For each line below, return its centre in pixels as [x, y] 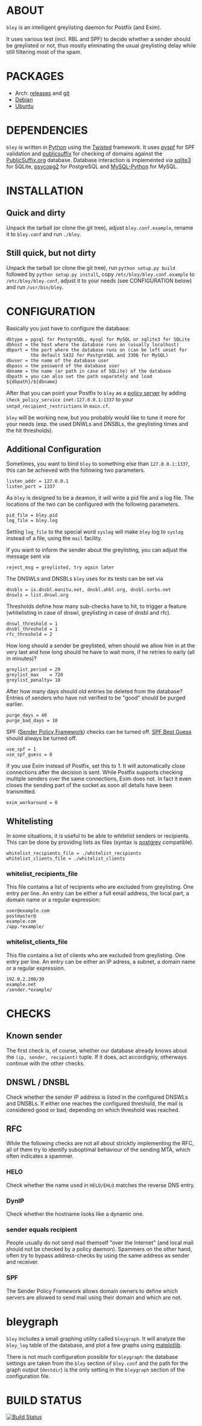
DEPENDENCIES [47, 130]
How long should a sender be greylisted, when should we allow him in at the [101, 646]
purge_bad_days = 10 [32, 721]
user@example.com [28, 911]
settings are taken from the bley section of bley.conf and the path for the [97, 1363]
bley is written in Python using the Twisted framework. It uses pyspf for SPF [101, 147]
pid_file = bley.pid [32, 515]
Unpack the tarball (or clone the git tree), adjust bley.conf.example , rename [100, 227]
